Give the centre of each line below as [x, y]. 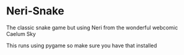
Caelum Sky [21, 33]
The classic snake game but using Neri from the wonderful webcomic [92, 27]
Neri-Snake [35, 11]
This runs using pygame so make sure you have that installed [82, 45]
